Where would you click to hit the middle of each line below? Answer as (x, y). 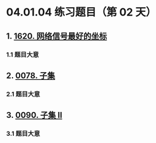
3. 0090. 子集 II (34, 115)
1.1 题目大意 (23, 54)
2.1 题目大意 (23, 94)
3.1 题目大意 (23, 133)
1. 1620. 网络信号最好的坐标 (57, 36)
